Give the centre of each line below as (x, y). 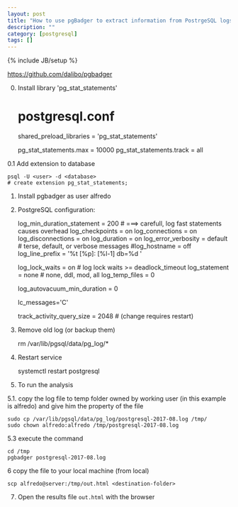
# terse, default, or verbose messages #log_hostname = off (104, 246)
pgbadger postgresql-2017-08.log (57, 458)
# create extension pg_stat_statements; (68, 183)
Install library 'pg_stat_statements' (68, 88)
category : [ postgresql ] (42, 34)
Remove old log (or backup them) (66, 330)
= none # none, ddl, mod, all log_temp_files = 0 (86, 275)
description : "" (31, 27)
